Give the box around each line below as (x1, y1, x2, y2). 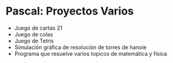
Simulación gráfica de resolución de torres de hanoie (14, 44, 147, 51)
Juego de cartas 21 (14, 24, 63, 31)
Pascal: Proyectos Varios (5, 4, 134, 18)
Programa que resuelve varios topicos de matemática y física (14, 50, 168, 57)
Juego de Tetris (14, 37, 54, 44)
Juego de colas (14, 30, 53, 38)
